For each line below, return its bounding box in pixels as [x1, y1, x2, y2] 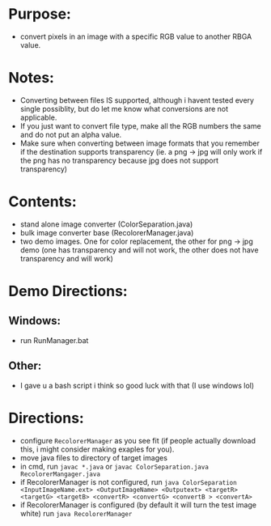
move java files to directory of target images [19, 452, 168, 462]
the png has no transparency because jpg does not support [19, 155, 219, 165]
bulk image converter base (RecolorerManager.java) [19, 227, 194, 237]
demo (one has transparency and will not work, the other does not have [19, 244, 259, 255]
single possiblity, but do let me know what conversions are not [19, 104, 229, 113]
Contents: [8, 193, 77, 211]
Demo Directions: [8, 282, 128, 300]
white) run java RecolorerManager [19, 508, 133, 518]
